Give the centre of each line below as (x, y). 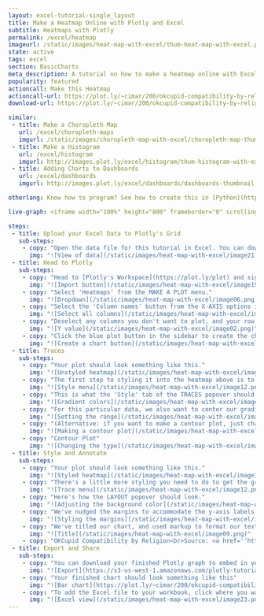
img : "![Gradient (57, 402)
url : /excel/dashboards (57, 176)
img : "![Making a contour (71, 431)
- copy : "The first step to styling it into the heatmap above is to (139, 380)
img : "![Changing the (64, 446)
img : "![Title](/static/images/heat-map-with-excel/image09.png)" (140, 534)
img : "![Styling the (62, 519)
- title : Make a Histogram (56, 147)
